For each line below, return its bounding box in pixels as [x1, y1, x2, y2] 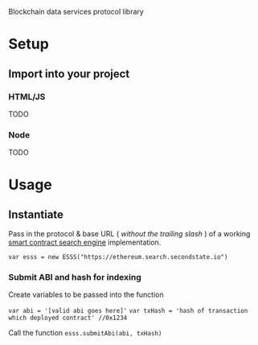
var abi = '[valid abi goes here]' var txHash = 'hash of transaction [8, 307, 248, 315]
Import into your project [8, 67, 130, 80]
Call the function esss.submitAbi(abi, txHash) [8, 328, 162, 338]
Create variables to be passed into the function [8, 290, 164, 300]
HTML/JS [8, 91, 46, 102]
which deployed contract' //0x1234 [8, 314, 128, 322]
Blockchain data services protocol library [8, 7, 145, 16]
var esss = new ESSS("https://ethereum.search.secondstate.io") [8, 253, 228, 261]
